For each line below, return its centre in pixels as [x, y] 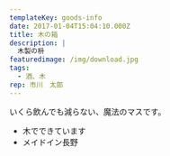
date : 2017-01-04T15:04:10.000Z [70, 26]
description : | [38, 43]
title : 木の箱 [34, 34]
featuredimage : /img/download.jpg [74, 60]
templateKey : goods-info [56, 18]
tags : [19, 69]
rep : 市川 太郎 [36, 85]
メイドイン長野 [50, 142]
